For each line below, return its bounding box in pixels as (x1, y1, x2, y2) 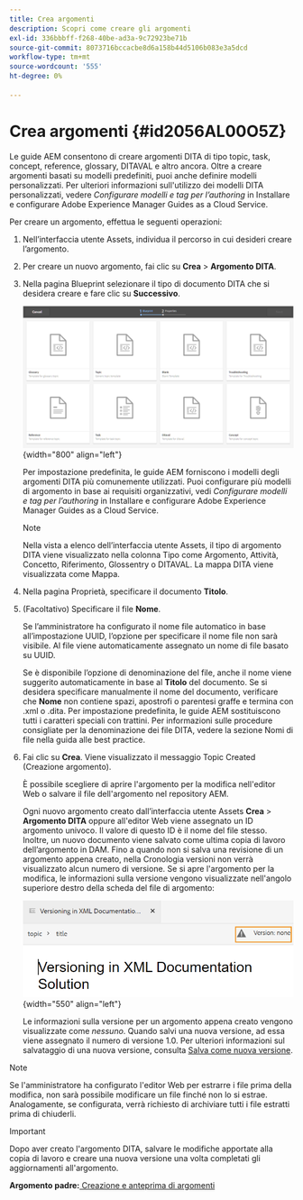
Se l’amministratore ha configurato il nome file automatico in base (22, 620, 266, 631)
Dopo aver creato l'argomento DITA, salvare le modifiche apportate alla (9, 1143, 273, 1154)
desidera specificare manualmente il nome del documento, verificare (22, 686, 279, 697)
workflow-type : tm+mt (9, 52, 91, 62)
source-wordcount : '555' (9, 62, 103, 71)
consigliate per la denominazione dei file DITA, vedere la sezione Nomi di (22, 724, 294, 735)
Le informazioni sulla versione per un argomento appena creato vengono (22, 1016, 293, 1027)
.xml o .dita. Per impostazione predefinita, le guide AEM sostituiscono (22, 705, 281, 716)
